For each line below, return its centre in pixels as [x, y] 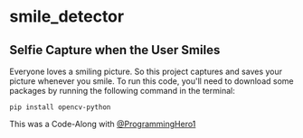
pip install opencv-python [60, 107]
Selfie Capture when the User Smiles [115, 50]
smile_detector [67, 17]
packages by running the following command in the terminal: [122, 91]
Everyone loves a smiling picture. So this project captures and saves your [146, 71]
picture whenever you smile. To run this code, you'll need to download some [151, 81]
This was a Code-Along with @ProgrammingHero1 [103, 124]
